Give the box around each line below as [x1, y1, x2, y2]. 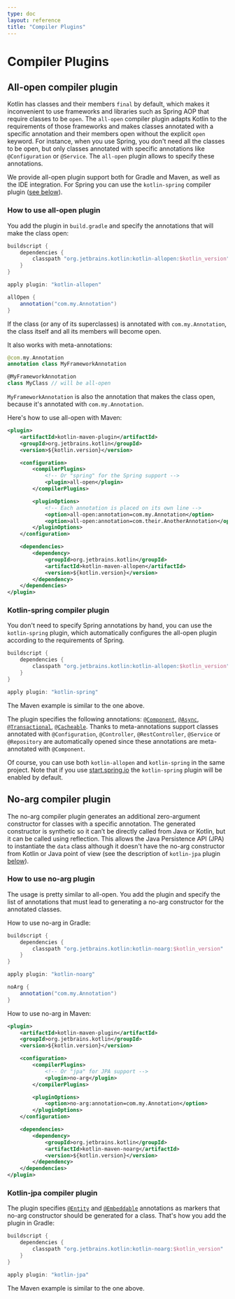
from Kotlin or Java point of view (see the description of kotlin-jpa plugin [7, 849, 221, 857]
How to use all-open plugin [7, 205, 101, 215]
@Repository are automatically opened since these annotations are [7, 737, 198, 745]
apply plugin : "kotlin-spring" [7, 688, 99, 695]
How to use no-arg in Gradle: [7, 918, 91, 927]
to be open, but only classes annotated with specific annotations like [7, 144, 205, 153]
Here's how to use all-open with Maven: [7, 414, 122, 422]
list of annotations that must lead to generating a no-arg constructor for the [7, 897, 225, 906]
